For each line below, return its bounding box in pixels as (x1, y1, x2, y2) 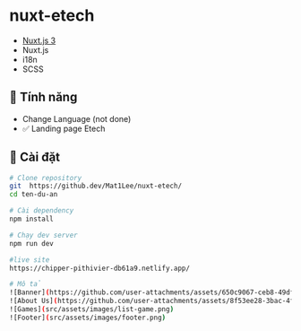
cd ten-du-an (9, 190, 58, 199)
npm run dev (9, 239, 54, 248)
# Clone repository (9, 173, 82, 182)
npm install (9, 214, 54, 224)
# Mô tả (9, 280, 42, 289)
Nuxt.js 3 (21, 35, 56, 46)
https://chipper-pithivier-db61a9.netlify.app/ (9, 264, 191, 273)
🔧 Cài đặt (9, 150, 61, 165)
